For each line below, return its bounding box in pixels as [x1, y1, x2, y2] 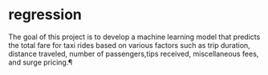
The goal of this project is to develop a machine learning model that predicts [8, 32, 261, 41]
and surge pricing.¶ [8, 57, 73, 67]
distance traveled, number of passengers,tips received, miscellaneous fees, [8, 49, 259, 58]
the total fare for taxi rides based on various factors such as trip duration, [8, 40, 250, 49]
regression [8, 6, 83, 24]
